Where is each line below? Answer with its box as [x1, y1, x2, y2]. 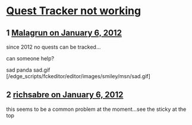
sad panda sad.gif [6, 66, 51, 73]
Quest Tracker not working [6, 4, 141, 18]
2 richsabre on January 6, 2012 [6, 90, 124, 100]
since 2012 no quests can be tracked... [6, 43, 101, 50]
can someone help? [6, 55, 55, 62]
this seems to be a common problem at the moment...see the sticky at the [6, 105, 187, 113]
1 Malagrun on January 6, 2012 [6, 28, 122, 38]
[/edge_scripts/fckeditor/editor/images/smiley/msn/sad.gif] [6, 73, 150, 79]
